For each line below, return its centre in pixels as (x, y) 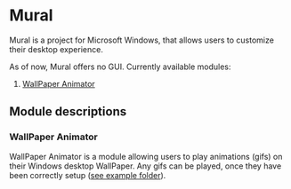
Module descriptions (68, 112)
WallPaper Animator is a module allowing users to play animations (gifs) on (146, 156)
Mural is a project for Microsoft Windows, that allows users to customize (141, 40)
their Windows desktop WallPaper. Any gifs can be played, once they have (145, 166)
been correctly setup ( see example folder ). (88, 175)
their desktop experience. (57, 49)
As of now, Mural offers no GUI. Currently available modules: (120, 67)
